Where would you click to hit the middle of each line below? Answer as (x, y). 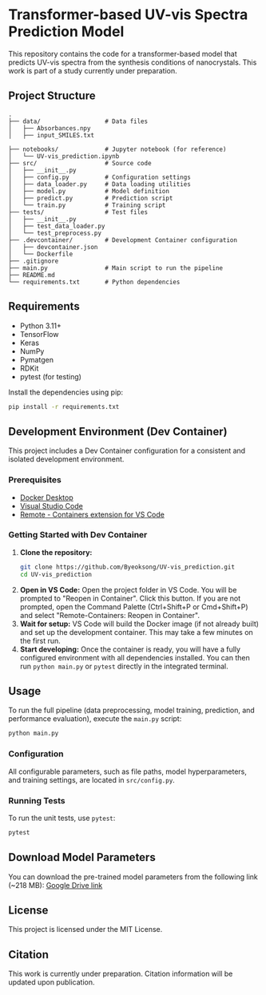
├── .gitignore (34, 261)
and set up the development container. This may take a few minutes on (136, 632)
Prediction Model (66, 32)
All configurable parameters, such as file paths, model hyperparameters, (128, 771)
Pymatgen (37, 359)
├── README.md (32, 275)
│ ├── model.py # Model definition (89, 191)
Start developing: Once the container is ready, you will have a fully (130, 649)
